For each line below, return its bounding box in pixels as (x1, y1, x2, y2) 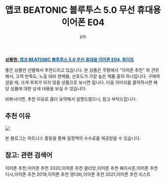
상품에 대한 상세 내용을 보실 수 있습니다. (10, 85, 87, 91)
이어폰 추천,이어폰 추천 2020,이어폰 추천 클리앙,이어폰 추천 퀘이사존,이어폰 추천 (5, 165, 158, 171)
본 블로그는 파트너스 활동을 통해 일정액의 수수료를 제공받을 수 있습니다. (5, 135, 141, 141)
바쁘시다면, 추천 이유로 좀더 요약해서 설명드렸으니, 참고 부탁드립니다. (5, 96, 137, 102)
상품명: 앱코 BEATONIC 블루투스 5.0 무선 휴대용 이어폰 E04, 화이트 (5, 56, 134, 62)
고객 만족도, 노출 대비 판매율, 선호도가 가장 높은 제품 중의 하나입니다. (15, 73, 147, 79)
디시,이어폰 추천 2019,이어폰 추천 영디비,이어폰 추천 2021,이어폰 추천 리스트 (5, 171, 151, 177)
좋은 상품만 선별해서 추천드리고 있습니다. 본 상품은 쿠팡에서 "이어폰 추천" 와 (5, 67, 150, 73)
